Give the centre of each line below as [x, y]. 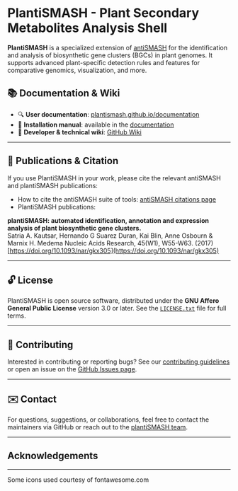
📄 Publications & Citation [63, 161]
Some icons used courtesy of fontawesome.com [78, 480]
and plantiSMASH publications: [52, 185]
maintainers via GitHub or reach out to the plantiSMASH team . [97, 427]
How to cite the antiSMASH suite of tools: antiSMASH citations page [117, 199]
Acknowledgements [53, 456]
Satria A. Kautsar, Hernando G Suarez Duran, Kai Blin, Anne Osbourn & [110, 236]
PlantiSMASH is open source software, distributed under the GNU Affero [113, 301]
